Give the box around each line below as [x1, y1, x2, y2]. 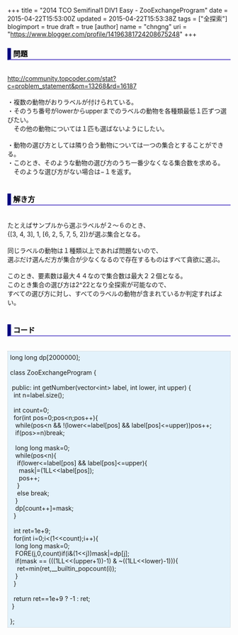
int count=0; [13, 406, 50, 414]
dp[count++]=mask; [15, 504, 74, 512]
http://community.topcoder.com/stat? [7, 74, 117, 83]
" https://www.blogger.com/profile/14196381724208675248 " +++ [7, 30, 197, 38]
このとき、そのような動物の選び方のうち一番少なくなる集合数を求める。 [13, 159, 225, 167]
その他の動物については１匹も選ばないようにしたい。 [13, 124, 169, 133]
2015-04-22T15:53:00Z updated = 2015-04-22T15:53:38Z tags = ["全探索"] [7, 14, 228, 23]
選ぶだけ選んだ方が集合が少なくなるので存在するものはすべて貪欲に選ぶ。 [7, 255, 225, 263]
